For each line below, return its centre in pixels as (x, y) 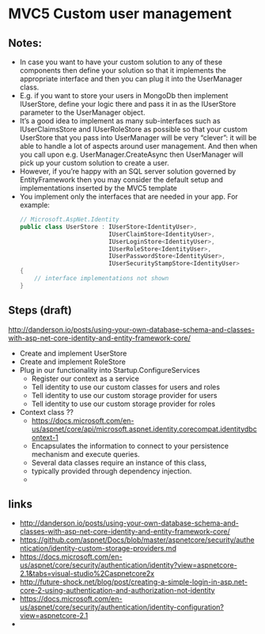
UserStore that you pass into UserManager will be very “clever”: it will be (138, 138)
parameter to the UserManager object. (82, 112)
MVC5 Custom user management (120, 14)
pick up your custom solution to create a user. (94, 163)
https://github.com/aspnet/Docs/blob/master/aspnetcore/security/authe (137, 540)
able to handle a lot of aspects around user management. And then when (138, 146)
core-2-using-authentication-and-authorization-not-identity (117, 590)
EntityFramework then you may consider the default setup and (121, 180)
